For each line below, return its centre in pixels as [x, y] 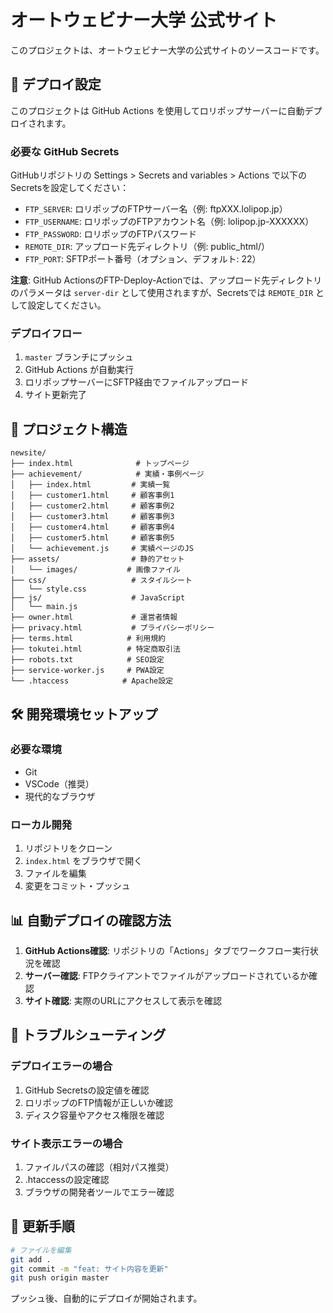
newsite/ [28, 453]
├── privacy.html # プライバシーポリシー [112, 628]
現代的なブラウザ [60, 796]
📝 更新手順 [42, 1226]
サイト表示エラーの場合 [66, 1143]
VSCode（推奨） [59, 783]
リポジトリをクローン [68, 848]
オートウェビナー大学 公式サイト [144, 20]
